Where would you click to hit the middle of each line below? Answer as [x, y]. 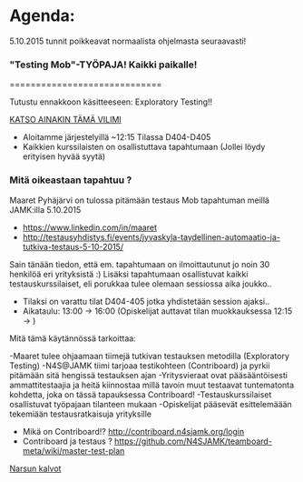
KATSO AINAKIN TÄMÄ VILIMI [66, 120]
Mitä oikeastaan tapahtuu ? [71, 180]
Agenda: [42, 16]
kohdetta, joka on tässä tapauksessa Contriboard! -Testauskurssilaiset [141, 394]
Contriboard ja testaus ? [68, 441]
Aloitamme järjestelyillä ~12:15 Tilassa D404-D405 [117, 137]
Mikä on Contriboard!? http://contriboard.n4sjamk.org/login [133, 431]
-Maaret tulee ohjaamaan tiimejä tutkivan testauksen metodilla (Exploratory [150, 356]
